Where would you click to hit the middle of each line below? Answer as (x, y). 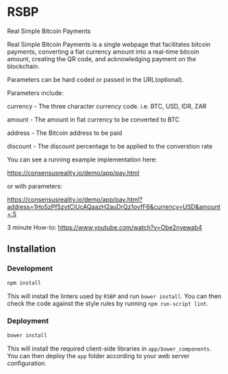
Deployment (28, 321)
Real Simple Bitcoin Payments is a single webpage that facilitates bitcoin (109, 44)
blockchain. (23, 66)
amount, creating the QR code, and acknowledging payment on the (102, 58)
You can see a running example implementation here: (82, 159)
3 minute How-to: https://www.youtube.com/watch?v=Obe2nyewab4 (105, 227)
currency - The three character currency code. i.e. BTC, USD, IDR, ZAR (107, 106)
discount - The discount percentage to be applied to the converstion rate (110, 146)
